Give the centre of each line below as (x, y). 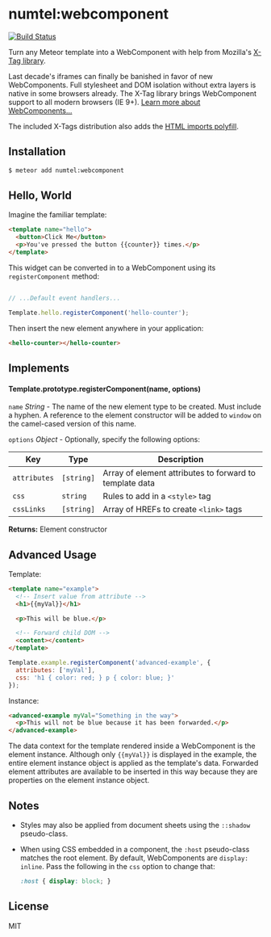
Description (181, 460)
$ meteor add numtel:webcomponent (67, 170)
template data (129, 483)
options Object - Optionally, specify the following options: (104, 439)
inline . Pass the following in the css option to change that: (117, 867)
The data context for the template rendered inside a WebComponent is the (132, 746)
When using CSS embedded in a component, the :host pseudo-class (135, 850)
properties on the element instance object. (79, 780)
